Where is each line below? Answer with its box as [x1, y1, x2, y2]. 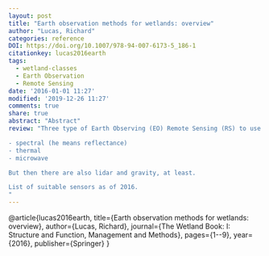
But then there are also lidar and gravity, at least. [8, 169, 197, 177]
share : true [8, 110, 48, 118]
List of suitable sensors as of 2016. [8, 183, 139, 191]
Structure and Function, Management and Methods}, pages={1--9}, [8, 230, 232, 239]
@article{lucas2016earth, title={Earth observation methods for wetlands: [8, 213, 250, 222]
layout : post [8, 11, 52, 20]
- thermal [8, 146, 42, 154]
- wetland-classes [15, 65, 78, 73]
